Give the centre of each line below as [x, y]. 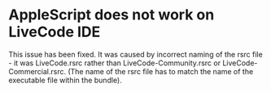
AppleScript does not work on [111, 15]
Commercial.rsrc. [37, 71]
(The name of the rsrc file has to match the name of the [161, 71]
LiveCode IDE [55, 32]
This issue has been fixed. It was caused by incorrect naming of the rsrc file [135, 54]
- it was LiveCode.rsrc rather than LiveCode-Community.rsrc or [115, 63]
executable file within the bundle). [65, 80]
